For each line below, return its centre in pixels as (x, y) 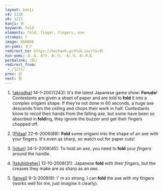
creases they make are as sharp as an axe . (55, 168)
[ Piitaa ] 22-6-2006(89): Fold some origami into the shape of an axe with (85, 133)
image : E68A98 (20, 42)
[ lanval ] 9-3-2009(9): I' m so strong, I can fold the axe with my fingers (83, 178)
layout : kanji (20, 10)
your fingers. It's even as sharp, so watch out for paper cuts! (73, 139)
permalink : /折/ (21, 60)
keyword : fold (20, 28)
